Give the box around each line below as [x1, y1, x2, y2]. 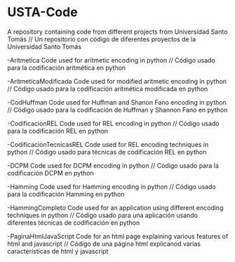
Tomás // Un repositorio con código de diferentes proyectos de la [7, 34, 196, 43]
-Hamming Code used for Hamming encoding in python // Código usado [7, 182, 216, 190]
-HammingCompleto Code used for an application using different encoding [7, 203, 224, 211]
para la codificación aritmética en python [7, 63, 126, 72]
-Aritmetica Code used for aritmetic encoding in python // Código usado [7, 55, 215, 64]
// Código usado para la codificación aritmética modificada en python [7, 84, 208, 93]
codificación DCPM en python [7, 169, 95, 177]
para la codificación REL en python [7, 126, 109, 135]
